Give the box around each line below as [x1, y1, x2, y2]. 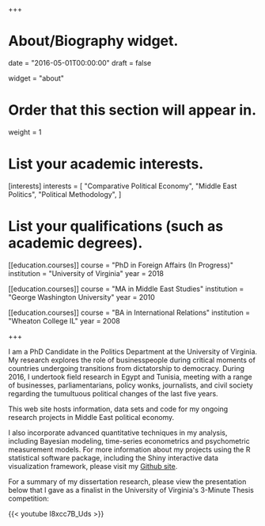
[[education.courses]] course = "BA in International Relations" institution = [8, 308, 251, 317]
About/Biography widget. [8, 32, 179, 50]
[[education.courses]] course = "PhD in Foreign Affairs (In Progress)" [8, 260, 234, 270]
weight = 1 [8, 127, 42, 137]
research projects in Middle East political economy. [8, 412, 175, 422]
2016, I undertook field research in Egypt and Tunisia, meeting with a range [8, 372, 252, 381]
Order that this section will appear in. [8, 101, 257, 119]
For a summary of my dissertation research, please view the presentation [8, 476, 247, 486]
